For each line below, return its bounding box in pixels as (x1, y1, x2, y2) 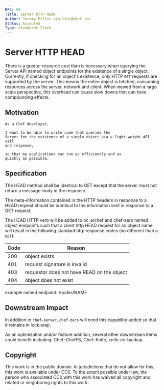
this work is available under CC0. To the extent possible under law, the (5, 369, 147, 375)
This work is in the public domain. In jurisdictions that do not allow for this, (5, 364, 155, 370)
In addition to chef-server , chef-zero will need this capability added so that (5, 317, 157, 323)
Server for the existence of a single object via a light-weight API (5, 134, 150, 139)
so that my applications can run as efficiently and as (5, 151, 121, 156)
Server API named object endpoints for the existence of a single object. (5, 68, 149, 74)
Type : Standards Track (5, 26, 51, 30)
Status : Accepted (5, 21, 41, 26)
